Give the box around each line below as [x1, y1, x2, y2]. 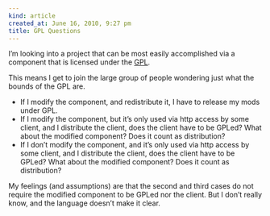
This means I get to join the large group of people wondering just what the [8, 73, 255, 83]
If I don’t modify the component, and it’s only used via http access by [19, 140, 250, 150]
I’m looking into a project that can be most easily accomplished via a [8, 49, 235, 59]
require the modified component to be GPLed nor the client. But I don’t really [8, 190, 263, 200]
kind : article [8, 11, 56, 20]
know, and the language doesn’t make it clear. [8, 198, 161, 208]
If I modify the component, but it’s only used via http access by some [19, 114, 250, 124]
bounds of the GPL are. [8, 81, 86, 91]
